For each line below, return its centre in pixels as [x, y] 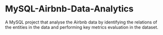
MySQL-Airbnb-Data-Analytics [69, 9]
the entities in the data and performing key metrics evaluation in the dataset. [82, 27]
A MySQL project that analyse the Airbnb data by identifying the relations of [81, 22]
